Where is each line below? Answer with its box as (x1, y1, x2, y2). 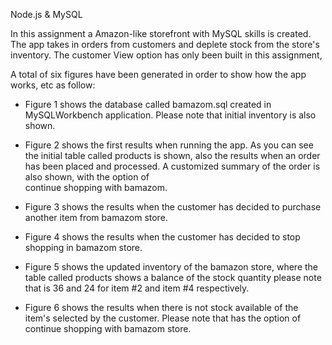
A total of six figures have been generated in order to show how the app (10, 69, 307, 80)
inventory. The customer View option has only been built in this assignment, (10, 49, 323, 61)
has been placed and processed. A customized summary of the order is (24, 160, 321, 172)
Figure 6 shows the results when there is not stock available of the (24, 302, 299, 313)
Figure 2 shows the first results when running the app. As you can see (24, 139, 314, 151)
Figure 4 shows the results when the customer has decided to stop (24, 231, 301, 243)
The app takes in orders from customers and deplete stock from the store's (10, 39, 320, 50)
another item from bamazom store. (24, 212, 168, 223)
